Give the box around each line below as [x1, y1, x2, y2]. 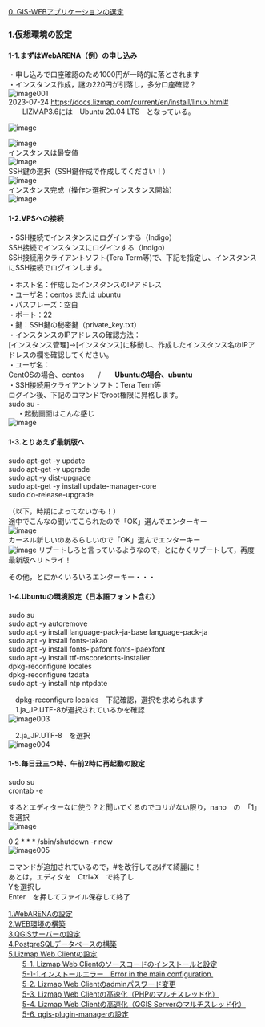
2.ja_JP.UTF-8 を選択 [14, 730, 90, 740]
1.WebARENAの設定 [8, 909, 74, 919]
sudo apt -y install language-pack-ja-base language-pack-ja [8, 627, 208, 636]
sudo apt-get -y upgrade [8, 464, 90, 473]
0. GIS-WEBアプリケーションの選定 [8, 7, 124, 16]
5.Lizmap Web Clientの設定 [8, 949, 98, 959]
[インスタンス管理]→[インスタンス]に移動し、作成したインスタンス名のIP [8, 340, 248, 350]
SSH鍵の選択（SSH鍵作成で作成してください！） [8, 167, 170, 177]
